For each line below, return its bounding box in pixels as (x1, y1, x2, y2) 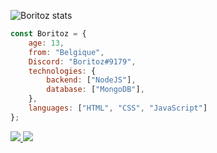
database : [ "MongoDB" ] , (46, 85, 145, 95)
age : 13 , (28, 38, 65, 48)
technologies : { (28, 66, 97, 76)
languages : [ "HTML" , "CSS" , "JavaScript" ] (28, 103, 208, 113)
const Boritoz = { (10, 29, 87, 39)
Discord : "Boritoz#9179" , (28, 56, 137, 67)
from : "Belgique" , (28, 47, 105, 57)
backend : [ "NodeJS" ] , (46, 75, 137, 85)
